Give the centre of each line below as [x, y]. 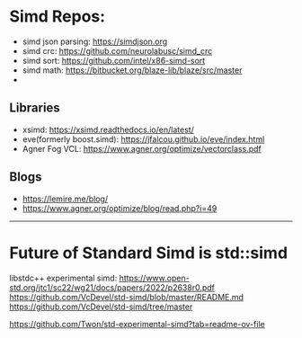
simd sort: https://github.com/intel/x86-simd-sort [114, 60]
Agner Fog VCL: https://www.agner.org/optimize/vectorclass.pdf [142, 148]
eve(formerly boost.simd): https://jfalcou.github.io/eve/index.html [143, 139]
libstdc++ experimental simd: [63, 278]
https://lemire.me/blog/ [65, 199]
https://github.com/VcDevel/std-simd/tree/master [101, 307]
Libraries [35, 108]
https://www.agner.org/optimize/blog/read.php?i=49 [120, 208]
